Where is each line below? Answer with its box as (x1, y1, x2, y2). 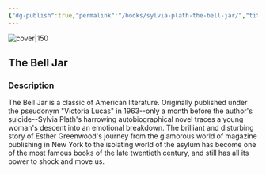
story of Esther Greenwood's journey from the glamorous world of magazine (8, 131, 257, 141)
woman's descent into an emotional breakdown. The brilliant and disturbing (8, 123, 255, 133)
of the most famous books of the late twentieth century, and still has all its (8, 148, 249, 158)
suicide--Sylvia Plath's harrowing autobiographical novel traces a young (8, 115, 244, 124)
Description (8, 80, 55, 91)
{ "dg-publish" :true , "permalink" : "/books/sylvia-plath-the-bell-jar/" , (8, 11, 246, 20)
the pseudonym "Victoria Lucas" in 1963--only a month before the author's (8, 106, 253, 115)
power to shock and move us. (8, 157, 105, 166)
